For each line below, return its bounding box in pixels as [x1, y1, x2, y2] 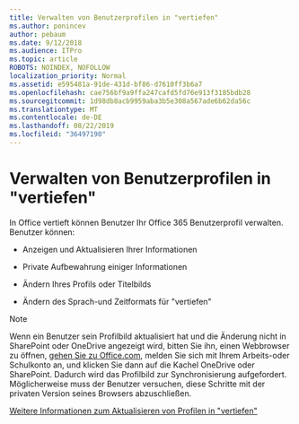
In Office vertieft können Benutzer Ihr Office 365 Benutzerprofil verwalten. [9, 217, 284, 228]
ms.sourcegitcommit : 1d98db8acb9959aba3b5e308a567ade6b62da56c [9, 96, 251, 106]
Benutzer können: [9, 226, 75, 238]
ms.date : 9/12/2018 [9, 38, 83, 48]
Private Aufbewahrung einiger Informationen [22, 261, 188, 272]
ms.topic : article [9, 55, 78, 64]
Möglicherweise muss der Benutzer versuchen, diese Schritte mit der [9, 378, 266, 389]
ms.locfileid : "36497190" [9, 130, 106, 139]
